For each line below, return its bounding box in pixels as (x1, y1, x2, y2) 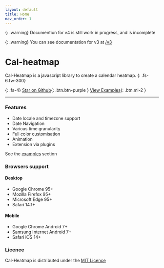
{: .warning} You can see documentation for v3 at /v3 (5, 39, 112, 45)
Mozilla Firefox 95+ (12, 191, 51, 197)
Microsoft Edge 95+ (12, 196, 53, 202)
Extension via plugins (12, 141, 55, 147)
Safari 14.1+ (12, 201, 36, 207)
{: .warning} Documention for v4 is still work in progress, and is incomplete (5, 30, 156, 36)
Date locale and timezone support (12, 115, 81, 121)
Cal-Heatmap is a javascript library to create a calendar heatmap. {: (5, 73, 141, 78)
